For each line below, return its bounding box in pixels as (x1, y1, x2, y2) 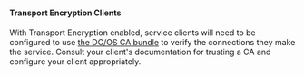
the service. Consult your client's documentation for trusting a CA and (9, 46, 271, 58)
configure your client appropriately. (9, 56, 142, 67)
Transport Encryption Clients (9, 7, 122, 18)
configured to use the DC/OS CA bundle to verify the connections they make (9, 37, 296, 48)
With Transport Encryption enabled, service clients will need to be (9, 27, 256, 38)
